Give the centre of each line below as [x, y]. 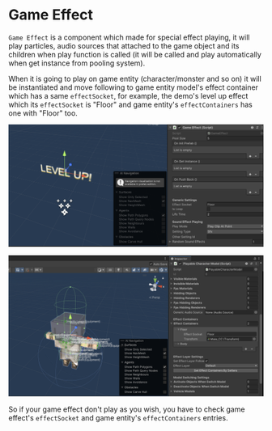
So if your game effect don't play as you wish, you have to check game [127, 409]
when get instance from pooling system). [77, 63]
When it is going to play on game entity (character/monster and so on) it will [135, 78]
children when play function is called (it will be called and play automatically [135, 54]
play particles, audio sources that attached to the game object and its [124, 45]
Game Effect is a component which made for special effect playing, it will [129, 37]
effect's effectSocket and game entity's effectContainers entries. [118, 418]
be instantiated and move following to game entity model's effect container [134, 87]
